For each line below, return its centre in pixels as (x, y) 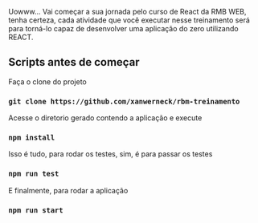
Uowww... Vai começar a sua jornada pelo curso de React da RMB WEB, (127, 12)
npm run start (36, 210)
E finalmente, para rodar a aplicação (68, 190)
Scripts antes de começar (74, 62)
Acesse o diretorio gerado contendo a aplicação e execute (105, 118)
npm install (32, 138)
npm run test (34, 174)
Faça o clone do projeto (47, 81)
